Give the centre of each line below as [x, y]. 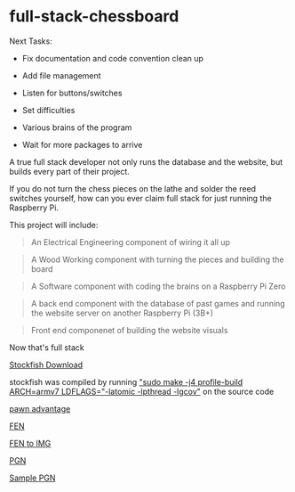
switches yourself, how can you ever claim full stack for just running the [141, 198]
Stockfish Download [46, 365]
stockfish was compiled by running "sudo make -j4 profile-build [126, 381]
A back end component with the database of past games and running [158, 303]
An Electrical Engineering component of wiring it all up [131, 242]
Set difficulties [48, 110]
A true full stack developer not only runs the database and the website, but [146, 161]
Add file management [61, 75]
